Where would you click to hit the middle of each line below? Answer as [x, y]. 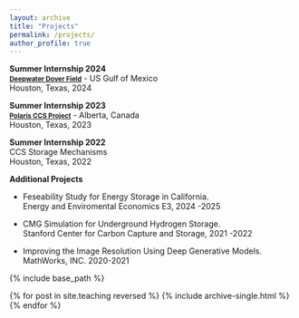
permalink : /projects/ [52, 34]
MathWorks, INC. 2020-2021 [76, 261]
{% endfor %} [35, 305]
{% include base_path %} [57, 278]
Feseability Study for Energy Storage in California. [116, 197]
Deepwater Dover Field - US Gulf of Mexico [84, 79]
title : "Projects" [44, 26]
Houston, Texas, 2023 [51, 125]
